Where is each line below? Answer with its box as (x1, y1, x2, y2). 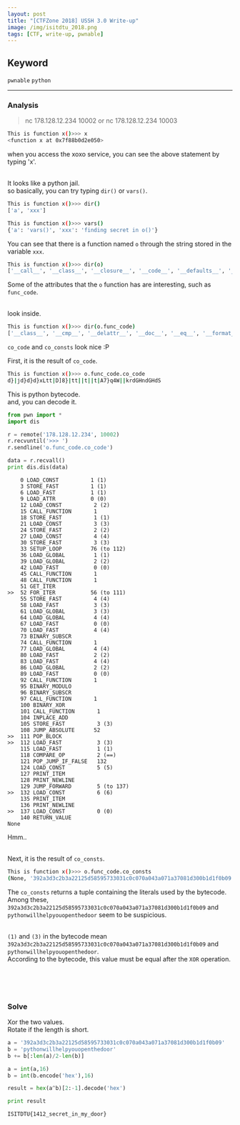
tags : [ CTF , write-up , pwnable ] (7, 30, 104, 38)
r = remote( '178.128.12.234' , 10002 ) (7, 431, 120, 438)
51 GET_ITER (20, 583, 56, 590)
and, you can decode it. (7, 397, 77, 406)
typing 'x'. (7, 158, 37, 166)
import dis (7, 418, 40, 425)
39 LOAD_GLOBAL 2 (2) (20, 558, 111, 565)
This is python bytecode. (7, 390, 81, 399)
